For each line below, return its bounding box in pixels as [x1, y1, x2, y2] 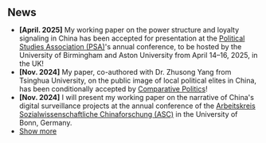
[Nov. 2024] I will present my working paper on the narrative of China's [18, 93, 254, 102]
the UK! [18, 59, 45, 68]
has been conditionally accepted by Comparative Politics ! [18, 84, 208, 94]
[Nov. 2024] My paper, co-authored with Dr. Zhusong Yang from [18, 68, 232, 76]
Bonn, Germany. [18, 118, 72, 127]
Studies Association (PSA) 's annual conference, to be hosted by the [18, 42, 242, 51]
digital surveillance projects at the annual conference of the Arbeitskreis [18, 101, 256, 110]
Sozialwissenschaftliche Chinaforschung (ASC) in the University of [18, 110, 238, 118]
